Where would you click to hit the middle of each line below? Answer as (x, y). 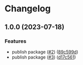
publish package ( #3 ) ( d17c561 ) (44, 57)
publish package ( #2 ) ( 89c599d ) (45, 52)
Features (16, 41)
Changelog (28, 9)
